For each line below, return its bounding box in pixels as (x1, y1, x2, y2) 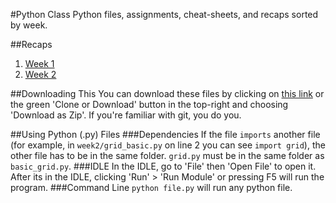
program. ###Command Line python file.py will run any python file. (10, 182, 293, 193)
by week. (10, 19, 48, 31)
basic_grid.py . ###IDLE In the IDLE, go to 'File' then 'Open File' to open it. (10, 160, 317, 172)
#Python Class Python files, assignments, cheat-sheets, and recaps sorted (10, 9, 319, 20)
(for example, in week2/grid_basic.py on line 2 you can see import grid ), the (10, 139, 326, 151)
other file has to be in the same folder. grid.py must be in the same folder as (10, 150, 325, 161)
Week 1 (24, 58, 55, 69)
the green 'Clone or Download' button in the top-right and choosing (10, 99, 289, 110)
